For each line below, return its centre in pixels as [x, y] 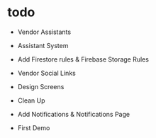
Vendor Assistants [44, 32]
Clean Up [31, 100]
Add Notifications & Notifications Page [73, 114]
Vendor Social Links [46, 73]
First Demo [34, 127]
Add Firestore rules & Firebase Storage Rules [83, 59]
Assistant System [43, 45]
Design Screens [41, 86]
